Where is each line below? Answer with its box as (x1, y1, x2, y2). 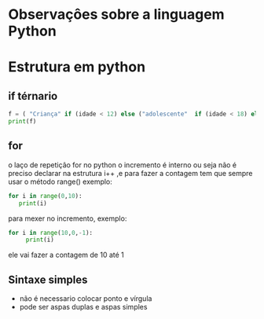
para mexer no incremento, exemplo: (8, 214, 127, 223)
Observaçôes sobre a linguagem (8, 5, 225, 24)
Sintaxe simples (8, 273, 88, 286)
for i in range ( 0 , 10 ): (8, 192, 82, 200)
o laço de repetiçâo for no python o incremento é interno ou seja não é (8, 159, 237, 170)
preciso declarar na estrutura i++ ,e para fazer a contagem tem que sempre (8, 168, 253, 178)
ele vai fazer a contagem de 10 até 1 (8, 250, 124, 260)
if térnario (8, 89, 58, 103)
